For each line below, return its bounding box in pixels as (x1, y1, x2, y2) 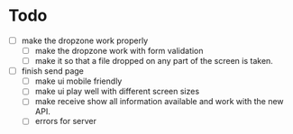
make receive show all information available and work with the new (34, 96, 285, 107)
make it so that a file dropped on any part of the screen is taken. (34, 56, 274, 67)
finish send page (21, 66, 85, 76)
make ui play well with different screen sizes (34, 86, 200, 97)
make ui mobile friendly (34, 76, 123, 86)
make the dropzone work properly (21, 35, 149, 46)
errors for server (34, 116, 96, 127)
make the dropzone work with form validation (34, 46, 204, 56)
